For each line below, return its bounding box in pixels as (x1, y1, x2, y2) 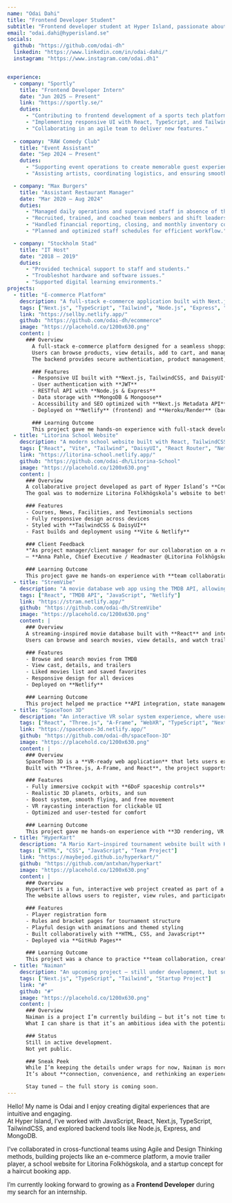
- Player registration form (25, 911, 107, 918)
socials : (7, 36, 32, 43)
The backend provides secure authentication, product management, (32, 355, 227, 363)
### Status (25, 1032, 57, 1039)
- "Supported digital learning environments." (25, 279, 162, 286)
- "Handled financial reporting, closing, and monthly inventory (25, 221, 217, 228)
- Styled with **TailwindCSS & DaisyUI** (25, 521, 147, 529)
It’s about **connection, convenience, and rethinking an (25, 1071, 196, 1078)
